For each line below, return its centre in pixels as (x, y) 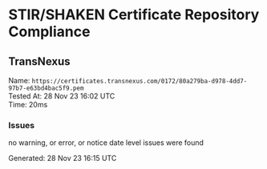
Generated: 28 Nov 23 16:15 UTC (63, 159)
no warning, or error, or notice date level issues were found (106, 143)
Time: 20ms (28, 105)
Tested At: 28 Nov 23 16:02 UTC (62, 96)
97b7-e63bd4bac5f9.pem (46, 88)
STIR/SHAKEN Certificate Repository (134, 15)
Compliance (49, 32)
